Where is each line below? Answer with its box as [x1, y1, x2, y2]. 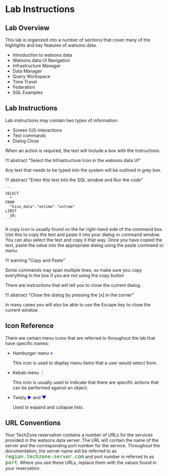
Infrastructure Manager [12, 63, 61, 68]
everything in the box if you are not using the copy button [5, 272, 124, 278]
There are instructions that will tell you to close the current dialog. [5, 282, 142, 288]
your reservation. [5, 465, 41, 471]
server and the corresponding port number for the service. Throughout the [5, 443, 160, 449]
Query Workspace [12, 73, 51, 79]
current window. [5, 307, 39, 313]
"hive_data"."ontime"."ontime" [10, 204, 75, 209]
